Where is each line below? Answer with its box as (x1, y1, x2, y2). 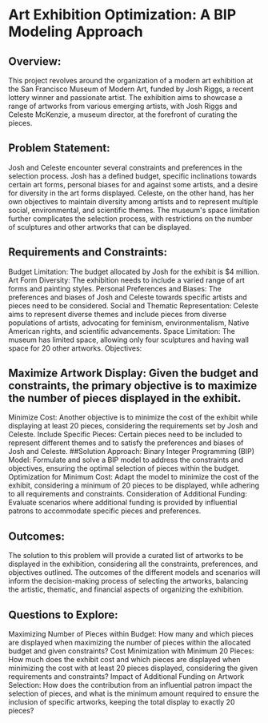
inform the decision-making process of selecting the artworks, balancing (8, 576, 249, 586)
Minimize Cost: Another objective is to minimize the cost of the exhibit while (8, 412, 258, 422)
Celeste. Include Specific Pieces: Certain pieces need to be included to (8, 430, 242, 440)
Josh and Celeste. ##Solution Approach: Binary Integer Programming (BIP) (8, 447, 254, 456)
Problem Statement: (8, 142, 110, 155)
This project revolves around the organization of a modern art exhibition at (8, 76, 254, 85)
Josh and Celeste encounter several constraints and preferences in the (8, 163, 242, 172)
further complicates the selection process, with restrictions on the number (8, 214, 254, 223)
